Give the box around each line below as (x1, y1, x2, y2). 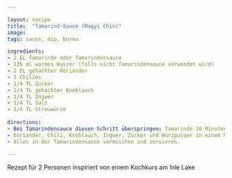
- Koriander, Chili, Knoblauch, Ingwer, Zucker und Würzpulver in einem (7, 132, 221, 139)
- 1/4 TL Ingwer (7, 93, 54, 100)
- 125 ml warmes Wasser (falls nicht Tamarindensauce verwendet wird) (7, 61, 215, 68)
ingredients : (7, 48, 45, 55)
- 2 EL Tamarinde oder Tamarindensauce (7, 55, 122, 62)
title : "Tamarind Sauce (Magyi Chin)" (7, 22, 122, 30)
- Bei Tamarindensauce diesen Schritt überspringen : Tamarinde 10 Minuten (7, 125, 227, 132)
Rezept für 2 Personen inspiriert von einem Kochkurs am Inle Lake (7, 163, 195, 172)
